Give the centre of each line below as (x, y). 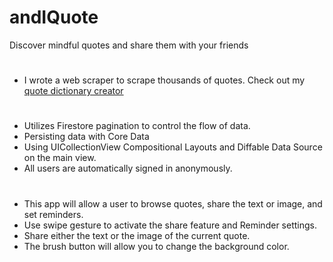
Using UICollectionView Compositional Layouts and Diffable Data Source (173, 147)
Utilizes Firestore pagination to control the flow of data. (137, 126)
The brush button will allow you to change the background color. (156, 246)
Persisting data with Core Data (86, 137)
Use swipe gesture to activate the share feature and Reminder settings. (170, 225)
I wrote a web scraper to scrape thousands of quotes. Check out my (164, 80)
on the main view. (60, 158)
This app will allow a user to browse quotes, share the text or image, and (173, 203)
